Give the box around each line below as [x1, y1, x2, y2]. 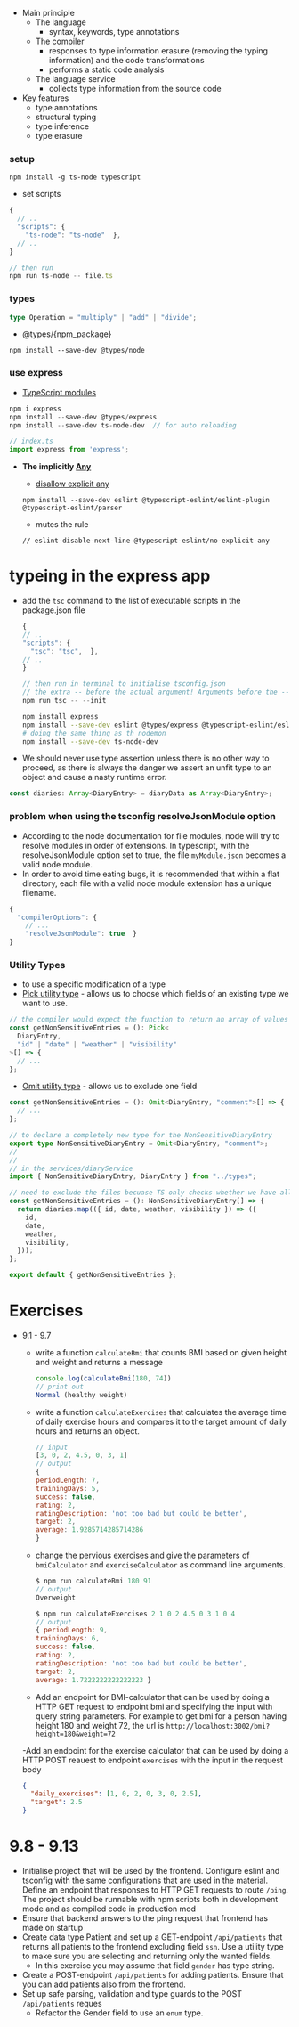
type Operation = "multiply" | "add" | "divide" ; [9, 313, 198, 322]
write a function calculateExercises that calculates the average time [35, 1406, 287, 1417]
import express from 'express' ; [9, 445, 129, 454]
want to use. [21, 997, 69, 1009]
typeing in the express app [9, 566, 211, 586]
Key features [21, 93, 69, 103]
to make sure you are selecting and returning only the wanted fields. [21, 1950, 273, 1962]
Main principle [21, 8, 76, 18]
